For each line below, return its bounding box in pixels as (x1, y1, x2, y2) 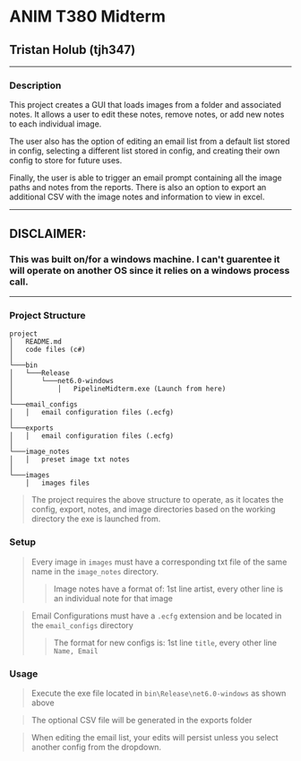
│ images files (25, 478, 90, 488)
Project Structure (9, 309, 86, 321)
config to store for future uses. (9, 155, 123, 166)
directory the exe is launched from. (30, 513, 161, 524)
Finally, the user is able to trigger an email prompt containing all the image (9, 172, 282, 183)
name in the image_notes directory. (30, 565, 159, 576)
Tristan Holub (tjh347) (9, 42, 136, 57)
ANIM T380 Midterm (9, 6, 166, 27)
